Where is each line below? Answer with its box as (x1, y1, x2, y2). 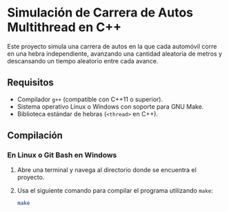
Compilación (7, 129, 63, 142)
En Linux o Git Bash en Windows (7, 150, 117, 160)
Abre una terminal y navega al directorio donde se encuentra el (17, 166, 197, 174)
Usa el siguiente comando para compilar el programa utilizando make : (17, 187, 214, 195)
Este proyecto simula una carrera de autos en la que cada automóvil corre (7, 42, 217, 50)
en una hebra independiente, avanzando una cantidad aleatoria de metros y (7, 50, 223, 58)
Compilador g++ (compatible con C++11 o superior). (17, 95, 163, 103)
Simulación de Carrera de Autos (7, 5, 194, 21)
